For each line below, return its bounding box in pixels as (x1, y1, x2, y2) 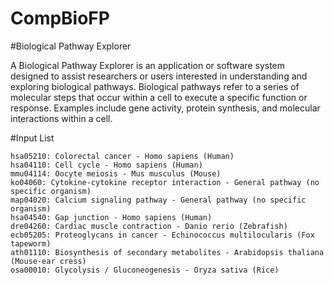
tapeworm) (10, 238, 52, 249)
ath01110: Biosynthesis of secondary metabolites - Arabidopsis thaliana (10, 247, 325, 257)
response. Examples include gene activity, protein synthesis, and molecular (10, 102, 321, 114)
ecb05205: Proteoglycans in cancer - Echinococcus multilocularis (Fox (10, 230, 315, 240)
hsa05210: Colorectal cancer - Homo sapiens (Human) (10, 151, 235, 161)
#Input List (10, 132, 55, 144)
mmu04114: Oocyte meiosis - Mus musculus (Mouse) (10, 168, 222, 179)
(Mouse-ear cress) (10, 256, 87, 266)
